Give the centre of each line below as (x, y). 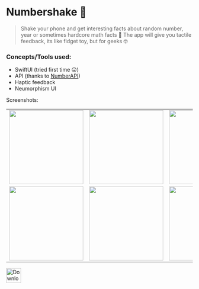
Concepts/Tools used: (39, 57)
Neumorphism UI (35, 89)
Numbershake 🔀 (46, 12)
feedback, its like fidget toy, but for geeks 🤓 (74, 41)
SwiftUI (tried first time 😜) (46, 70)
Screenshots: (22, 100)
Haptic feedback (35, 82)
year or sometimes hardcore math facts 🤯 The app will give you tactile (106, 34)
